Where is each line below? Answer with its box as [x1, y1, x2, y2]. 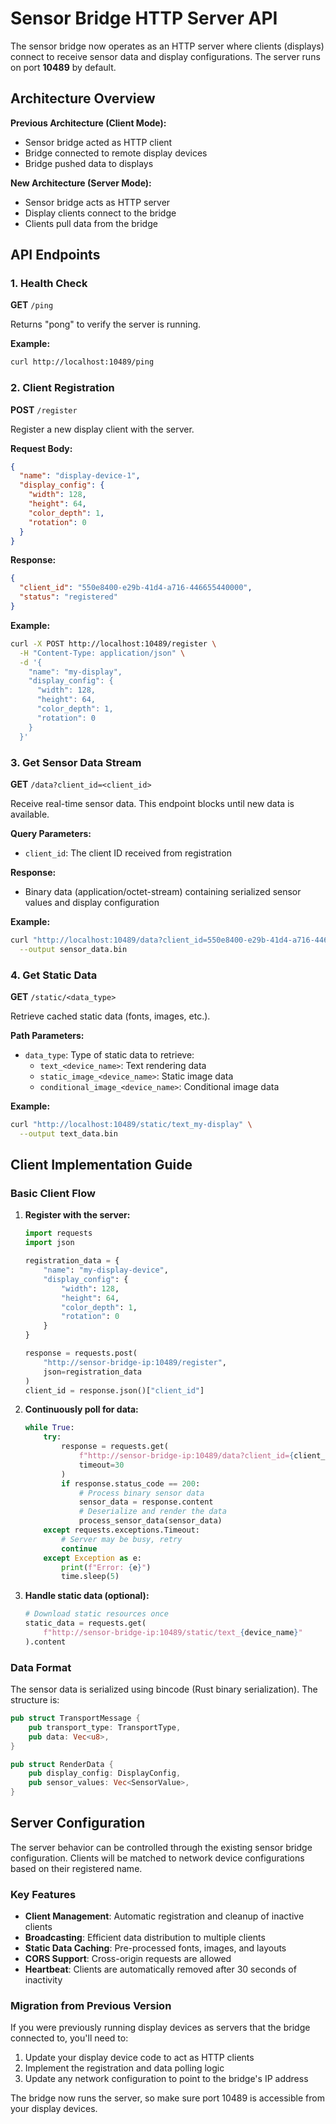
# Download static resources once [24, 1609, 169, 1619]
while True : [24, 1423, 75, 1433]
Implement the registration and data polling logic [24, 2062, 225, 2074]
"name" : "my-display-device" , [43, 1265, 169, 1276]
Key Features [10, 1887, 77, 1901]
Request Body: [10, 442, 73, 454]
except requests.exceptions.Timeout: [43, 1525, 200, 1536]
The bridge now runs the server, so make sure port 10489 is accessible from [10, 2092, 325, 2104]
